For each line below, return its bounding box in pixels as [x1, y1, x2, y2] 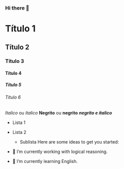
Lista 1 [12, 119, 26, 125]
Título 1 [5, 23, 36, 34]
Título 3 [5, 57, 24, 64]
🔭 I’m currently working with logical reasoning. [12, 148, 108, 154]
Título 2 [5, 42, 30, 51]
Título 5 [5, 81, 21, 87]
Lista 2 [12, 129, 26, 135]
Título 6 [5, 94, 21, 100]
